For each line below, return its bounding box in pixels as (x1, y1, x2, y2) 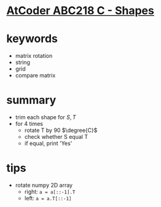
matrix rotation (15, 52, 53, 60)
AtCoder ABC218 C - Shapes (6, 4, 155, 18)
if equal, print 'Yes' (24, 139, 73, 147)
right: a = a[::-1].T (24, 188, 76, 195)
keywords (6, 32, 58, 46)
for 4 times (15, 120, 43, 128)
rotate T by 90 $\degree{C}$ (24, 127, 98, 134)
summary (6, 93, 57, 107)
